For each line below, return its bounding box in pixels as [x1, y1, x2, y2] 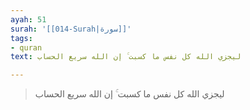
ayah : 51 [10, 14, 47, 25]
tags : [10, 33, 33, 43]
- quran [10, 42, 43, 53]
